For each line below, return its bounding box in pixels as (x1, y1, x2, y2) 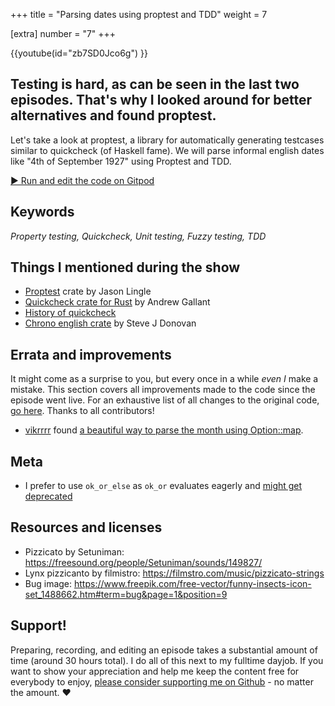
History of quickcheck (24, 307, 117, 319)
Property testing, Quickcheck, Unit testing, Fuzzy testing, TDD (10, 230, 267, 242)
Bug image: (24, 577, 73, 589)
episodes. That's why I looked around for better (10, 92, 313, 109)
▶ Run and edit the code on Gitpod (10, 174, 155, 186)
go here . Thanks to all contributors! (10, 405, 155, 417)
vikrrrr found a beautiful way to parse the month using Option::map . (24, 424, 304, 436)
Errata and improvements (10, 346, 172, 363)
